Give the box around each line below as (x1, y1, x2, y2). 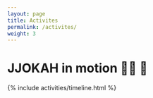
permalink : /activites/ (7, 23, 78, 30)
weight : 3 (7, 30, 37, 37)
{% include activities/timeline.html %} (7, 84, 117, 92)
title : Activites (7, 17, 59, 24)
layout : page (7, 10, 46, 18)
